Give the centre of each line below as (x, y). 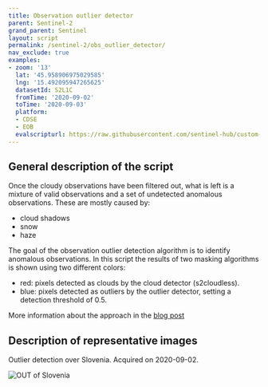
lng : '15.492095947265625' (60, 82)
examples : (25, 61)
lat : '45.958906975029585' (60, 75)
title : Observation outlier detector (71, 16)
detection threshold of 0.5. (63, 300)
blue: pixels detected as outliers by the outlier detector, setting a (125, 291)
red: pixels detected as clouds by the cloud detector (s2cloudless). (130, 283)
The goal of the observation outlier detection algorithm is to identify (119, 251)
